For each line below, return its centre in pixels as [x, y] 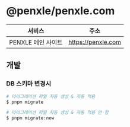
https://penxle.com [95, 42]
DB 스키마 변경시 [29, 84]
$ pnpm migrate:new [30, 118]
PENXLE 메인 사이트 [36, 42]
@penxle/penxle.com [61, 11]
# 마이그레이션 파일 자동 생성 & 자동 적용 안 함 [57, 113]
